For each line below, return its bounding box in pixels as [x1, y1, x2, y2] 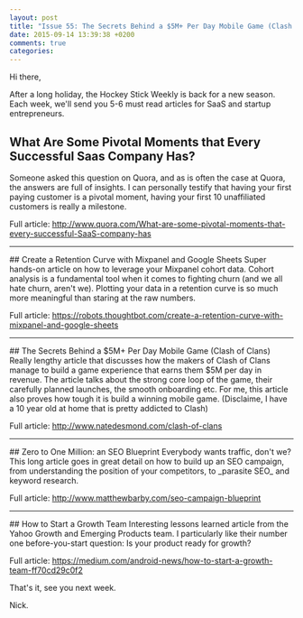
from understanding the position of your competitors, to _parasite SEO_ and [9, 466, 290, 476]
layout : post [9, 13, 59, 23]
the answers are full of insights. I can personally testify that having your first [9, 181, 292, 192]
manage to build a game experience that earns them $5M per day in [9, 364, 262, 375]
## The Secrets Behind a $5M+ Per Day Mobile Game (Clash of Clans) [9, 345, 271, 356]
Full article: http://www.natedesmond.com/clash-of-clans [9, 420, 223, 431]
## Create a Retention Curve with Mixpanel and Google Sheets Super [9, 254, 267, 264]
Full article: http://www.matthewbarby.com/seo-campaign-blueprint [9, 493, 262, 503]
